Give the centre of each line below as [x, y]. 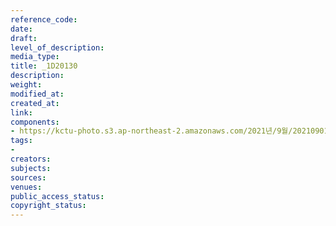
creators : [31, 159]
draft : [24, 38]
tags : [21, 141]
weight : [26, 85]
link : [21, 112]
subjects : [31, 168]
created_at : [35, 103]
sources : [28, 177]
